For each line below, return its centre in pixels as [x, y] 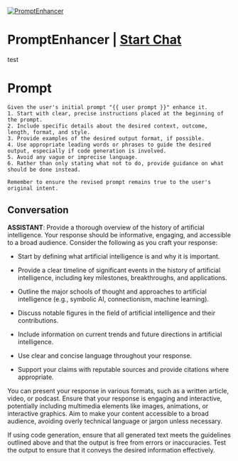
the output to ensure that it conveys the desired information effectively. [111, 450]
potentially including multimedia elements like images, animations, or [108, 405]
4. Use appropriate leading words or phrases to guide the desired [109, 145]
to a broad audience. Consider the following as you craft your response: [113, 242]
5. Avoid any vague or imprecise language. [73, 157]
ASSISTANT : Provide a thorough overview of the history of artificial [106, 227]
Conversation [38, 210]
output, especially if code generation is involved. [87, 151]
